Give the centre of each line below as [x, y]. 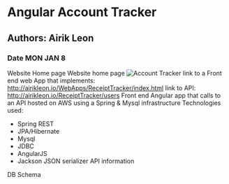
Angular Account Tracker [82, 12]
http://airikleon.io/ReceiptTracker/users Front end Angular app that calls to [114, 95]
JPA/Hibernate [38, 131]
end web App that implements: [51, 80]
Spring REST [36, 124]
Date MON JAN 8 [37, 58]
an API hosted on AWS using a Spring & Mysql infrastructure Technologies [114, 103]
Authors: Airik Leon [51, 38]
